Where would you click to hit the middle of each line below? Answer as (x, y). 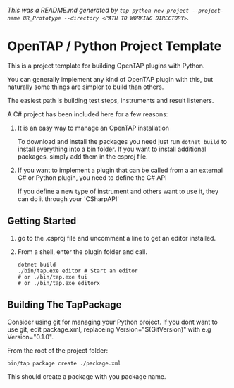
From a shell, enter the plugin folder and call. (82, 251)
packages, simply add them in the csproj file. (82, 156)
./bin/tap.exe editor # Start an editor (78, 271)
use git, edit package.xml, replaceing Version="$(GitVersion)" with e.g (109, 329)
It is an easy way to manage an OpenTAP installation (93, 128)
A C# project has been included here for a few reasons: (88, 114)
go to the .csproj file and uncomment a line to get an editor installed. (117, 238)
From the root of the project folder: (57, 350)
